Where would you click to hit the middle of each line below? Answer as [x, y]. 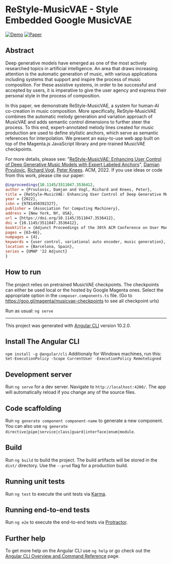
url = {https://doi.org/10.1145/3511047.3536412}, [60, 218]
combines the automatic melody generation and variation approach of [79, 116]
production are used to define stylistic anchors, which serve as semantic [82, 133]
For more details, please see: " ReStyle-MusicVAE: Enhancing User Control [83, 159]
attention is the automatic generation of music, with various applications [81, 74]
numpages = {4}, [23, 237]
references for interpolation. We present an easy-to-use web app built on [82, 138]
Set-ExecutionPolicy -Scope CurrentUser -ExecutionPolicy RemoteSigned [83, 359]
